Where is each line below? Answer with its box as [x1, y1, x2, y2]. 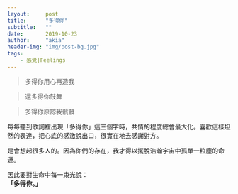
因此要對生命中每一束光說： [7, 170, 89, 178]
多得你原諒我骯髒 [24, 107, 75, 116]
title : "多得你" [7, 17, 68, 24]
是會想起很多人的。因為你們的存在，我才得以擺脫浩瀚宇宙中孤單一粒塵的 [7, 146, 218, 155]
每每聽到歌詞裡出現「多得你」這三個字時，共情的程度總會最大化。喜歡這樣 [7, 122, 225, 131]
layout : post [7, 10, 59, 18]
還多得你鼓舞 [24, 92, 62, 100]
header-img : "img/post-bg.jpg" [7, 43, 100, 50]
